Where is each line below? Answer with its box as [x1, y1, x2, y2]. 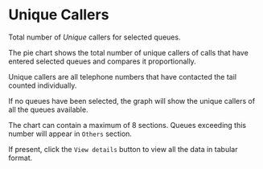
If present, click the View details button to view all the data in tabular [8, 144, 238, 154]
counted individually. [8, 80, 77, 90]
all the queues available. [8, 105, 88, 114]
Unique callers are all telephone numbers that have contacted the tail [8, 72, 237, 81]
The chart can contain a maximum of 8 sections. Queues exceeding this [8, 120, 247, 130]
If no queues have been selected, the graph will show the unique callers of [8, 96, 256, 105]
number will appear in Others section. [8, 129, 133, 138]
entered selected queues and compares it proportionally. [8, 56, 197, 66]
